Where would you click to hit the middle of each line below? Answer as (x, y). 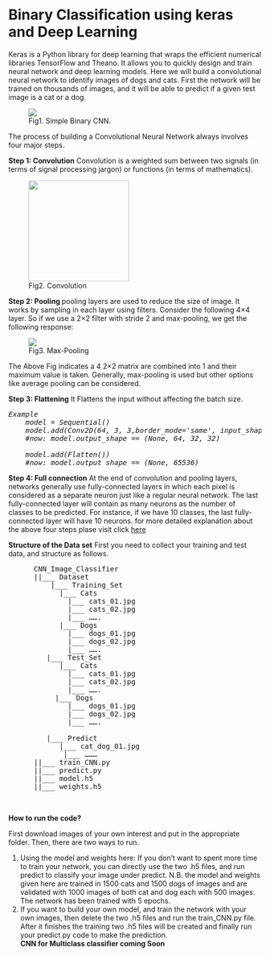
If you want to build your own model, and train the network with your (133, 909)
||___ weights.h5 (67, 786)
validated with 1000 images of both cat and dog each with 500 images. (137, 892)
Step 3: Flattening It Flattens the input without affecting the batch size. (126, 399)
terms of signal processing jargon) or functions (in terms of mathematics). (131, 169)
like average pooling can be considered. (75, 383)
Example (23, 414)
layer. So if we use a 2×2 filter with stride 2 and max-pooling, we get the (128, 318)
